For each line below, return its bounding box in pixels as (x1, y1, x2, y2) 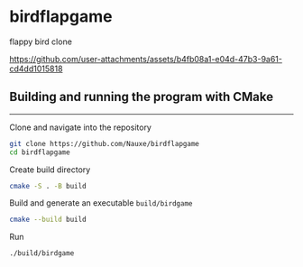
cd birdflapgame (9, 147, 70, 157)
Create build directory (9, 164, 91, 175)
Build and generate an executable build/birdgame (9, 198, 193, 208)
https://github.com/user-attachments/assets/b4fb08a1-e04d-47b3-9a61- (9, 53, 282, 64)
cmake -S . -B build (9, 181, 87, 190)
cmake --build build (9, 215, 87, 225)
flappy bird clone (9, 36, 72, 47)
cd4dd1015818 (9, 63, 63, 74)
